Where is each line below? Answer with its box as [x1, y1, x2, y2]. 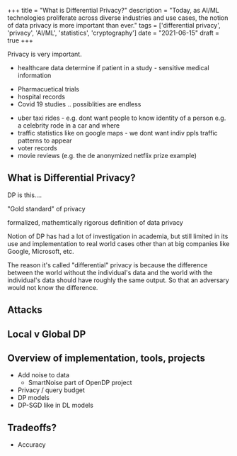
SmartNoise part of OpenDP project [28, 379, 132, 387]
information [17, 71, 52, 79]
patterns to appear [17, 136, 72, 145]
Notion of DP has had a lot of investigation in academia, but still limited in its [7, 232, 229, 240]
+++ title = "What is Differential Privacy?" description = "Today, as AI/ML [7, 6, 219, 14]
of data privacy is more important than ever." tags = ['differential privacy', [7, 21, 221, 29]
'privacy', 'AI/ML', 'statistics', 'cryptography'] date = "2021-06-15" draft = [7, 28, 220, 37]
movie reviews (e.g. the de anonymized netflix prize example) [17, 152, 197, 160]
